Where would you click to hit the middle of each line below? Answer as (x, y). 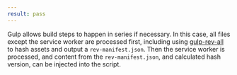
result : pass (27, 14)
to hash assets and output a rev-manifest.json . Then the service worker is (116, 49)
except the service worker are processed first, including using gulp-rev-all (116, 41)
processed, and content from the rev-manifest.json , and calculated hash (114, 57)
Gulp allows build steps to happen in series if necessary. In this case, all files (119, 34)
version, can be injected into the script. (64, 64)
